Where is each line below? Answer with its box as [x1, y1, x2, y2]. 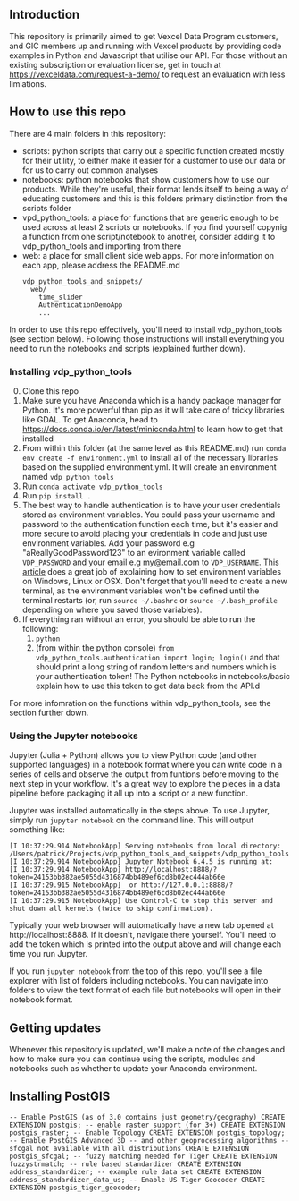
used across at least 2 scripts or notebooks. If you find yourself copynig [21, 221, 287, 232]
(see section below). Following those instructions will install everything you [9, 333, 285, 344]
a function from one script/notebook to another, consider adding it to [21, 231, 276, 242]
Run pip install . [21, 490, 92, 500]
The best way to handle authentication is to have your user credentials [21, 499, 281, 510]
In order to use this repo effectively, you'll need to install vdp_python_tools [9, 324, 283, 335]
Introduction [9, 7, 80, 22]
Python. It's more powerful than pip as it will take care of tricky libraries [21, 405, 285, 415]
